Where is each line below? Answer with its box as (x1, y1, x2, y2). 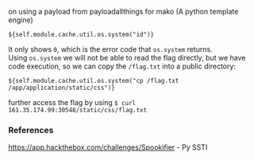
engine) (8, 15, 33, 25)
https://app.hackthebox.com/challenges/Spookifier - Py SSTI (8, 142, 208, 152)
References (8, 124, 54, 135)
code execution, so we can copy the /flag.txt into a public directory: (8, 61, 237, 71)
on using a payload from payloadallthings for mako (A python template (8, 7, 239, 16)
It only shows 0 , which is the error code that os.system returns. (8, 45, 213, 54)
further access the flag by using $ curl (8, 98, 137, 107)
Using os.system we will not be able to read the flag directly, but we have (8, 53, 246, 62)
